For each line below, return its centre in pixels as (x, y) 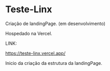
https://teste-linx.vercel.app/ (35, 53)
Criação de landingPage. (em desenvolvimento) (56, 23)
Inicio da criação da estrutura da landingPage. (54, 63)
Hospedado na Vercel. (29, 33)
